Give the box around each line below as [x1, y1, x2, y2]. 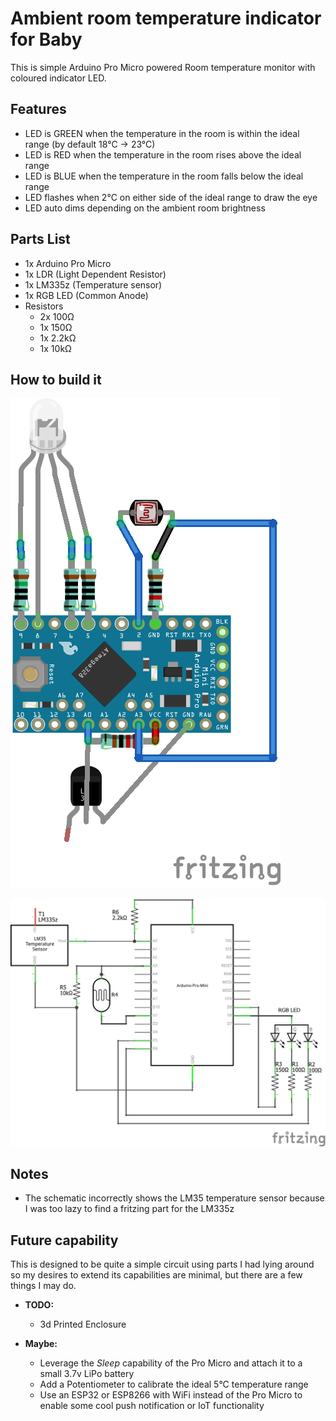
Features [10, 101, 67, 118]
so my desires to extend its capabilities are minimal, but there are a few [10, 1269, 303, 1281]
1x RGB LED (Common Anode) [24, 289, 149, 301]
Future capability [10, 1232, 119, 1249]
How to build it [10, 371, 102, 388]
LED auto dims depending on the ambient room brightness [24, 202, 266, 214]
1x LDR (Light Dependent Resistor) [24, 268, 167, 280]
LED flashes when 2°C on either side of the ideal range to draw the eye [24, 191, 318, 203]
